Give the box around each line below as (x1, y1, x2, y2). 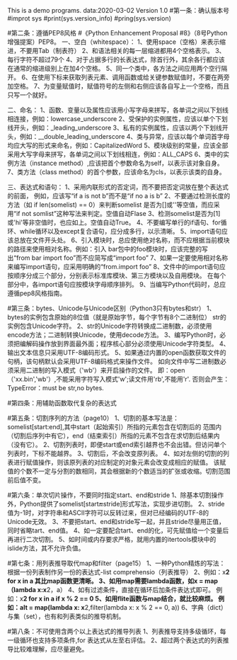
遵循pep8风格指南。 (7, 289, 66, 297)
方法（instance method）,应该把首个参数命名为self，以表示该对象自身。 (13, 159, 224, 167)
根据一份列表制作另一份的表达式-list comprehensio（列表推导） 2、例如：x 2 (7, 568, 230, 576)
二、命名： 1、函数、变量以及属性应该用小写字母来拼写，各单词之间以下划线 (7, 106, 229, 114)
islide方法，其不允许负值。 (7, 544, 85, 552)
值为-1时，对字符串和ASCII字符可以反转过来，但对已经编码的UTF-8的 (7, 508, 209, 517)
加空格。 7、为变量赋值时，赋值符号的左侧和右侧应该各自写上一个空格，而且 (7, 82, 230, 90)
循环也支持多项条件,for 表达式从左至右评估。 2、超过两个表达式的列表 (19, 636, 223, 644)
